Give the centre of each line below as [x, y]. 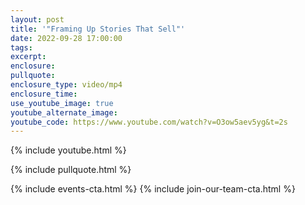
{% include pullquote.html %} [71, 170]
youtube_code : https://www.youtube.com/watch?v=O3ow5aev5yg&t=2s [149, 122]
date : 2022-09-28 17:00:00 [66, 38]
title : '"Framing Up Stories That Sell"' [98, 29]
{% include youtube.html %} [68, 150]
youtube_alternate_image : [64, 112]
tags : [21, 47]
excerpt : [28, 57]
